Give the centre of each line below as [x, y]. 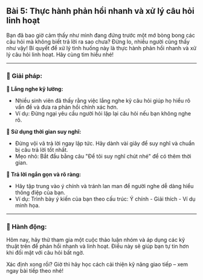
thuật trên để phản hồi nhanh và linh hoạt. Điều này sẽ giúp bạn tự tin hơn [98, 246]
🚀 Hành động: [27, 227]
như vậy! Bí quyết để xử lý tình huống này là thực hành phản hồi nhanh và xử [101, 48]
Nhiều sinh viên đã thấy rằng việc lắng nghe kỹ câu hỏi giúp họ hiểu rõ [103, 101]
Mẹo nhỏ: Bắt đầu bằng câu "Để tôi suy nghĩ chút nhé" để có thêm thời [103, 156]
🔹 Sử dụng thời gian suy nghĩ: [44, 132]
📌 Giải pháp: [24, 76]
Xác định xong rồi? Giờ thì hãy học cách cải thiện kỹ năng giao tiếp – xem [97, 264]
